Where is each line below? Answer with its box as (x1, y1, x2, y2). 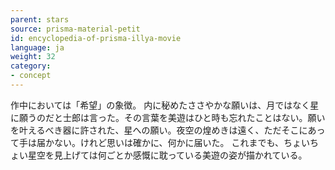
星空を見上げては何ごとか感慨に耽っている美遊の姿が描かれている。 (27, 149, 308, 161)
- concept (10, 71, 52, 81)
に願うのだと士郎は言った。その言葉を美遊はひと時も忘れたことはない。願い (10, 111, 326, 123)
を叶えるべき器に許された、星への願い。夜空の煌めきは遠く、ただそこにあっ (10, 124, 326, 136)
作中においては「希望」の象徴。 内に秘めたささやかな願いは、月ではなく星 (10, 99, 320, 111)
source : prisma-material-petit (10, 24, 141, 34)
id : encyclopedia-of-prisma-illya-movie (10, 33, 182, 43)
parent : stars (10, 14, 70, 25)
